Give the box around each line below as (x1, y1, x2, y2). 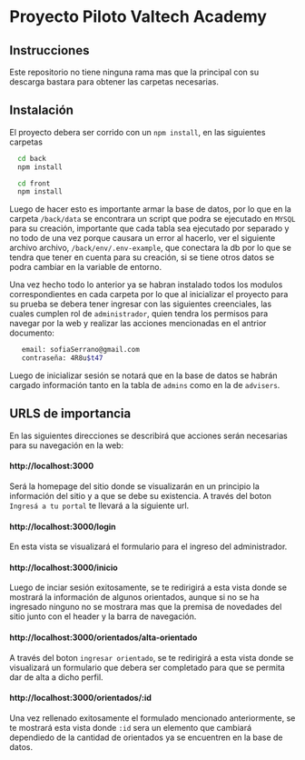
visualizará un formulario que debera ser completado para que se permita (9, 662, 286, 673)
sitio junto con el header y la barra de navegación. (9, 611, 197, 622)
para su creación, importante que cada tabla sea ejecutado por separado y (9, 223, 290, 234)
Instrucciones (9, 43, 90, 58)
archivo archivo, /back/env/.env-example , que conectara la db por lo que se (9, 243, 292, 254)
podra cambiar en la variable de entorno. (9, 262, 162, 273)
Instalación (9, 103, 74, 118)
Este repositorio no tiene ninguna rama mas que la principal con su (9, 66, 260, 77)
